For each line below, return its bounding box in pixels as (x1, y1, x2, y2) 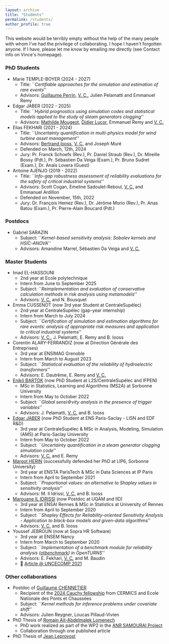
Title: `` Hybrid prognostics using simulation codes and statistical (20, 108, 155, 114)
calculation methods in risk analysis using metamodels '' (20, 291, 138, 297)
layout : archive (5, 7, 39, 13)
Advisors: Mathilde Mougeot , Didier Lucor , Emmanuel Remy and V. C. (20, 119, 164, 125)
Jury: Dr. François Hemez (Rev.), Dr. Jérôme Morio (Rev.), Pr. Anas (20, 200, 158, 206)
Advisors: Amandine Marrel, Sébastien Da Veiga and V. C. (20, 245, 140, 252)
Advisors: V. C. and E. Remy (20, 453, 78, 459)
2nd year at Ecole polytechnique (20, 275, 88, 281)
